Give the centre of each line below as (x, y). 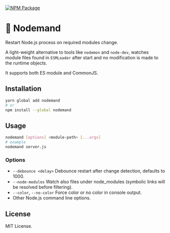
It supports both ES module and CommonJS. (52, 73)
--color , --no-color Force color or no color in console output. (77, 192)
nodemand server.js (26, 147)
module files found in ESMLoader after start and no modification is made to (82, 57)
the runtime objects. (26, 63)
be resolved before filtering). (42, 187)
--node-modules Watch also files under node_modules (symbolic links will (89, 182)
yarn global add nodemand (32, 101)
